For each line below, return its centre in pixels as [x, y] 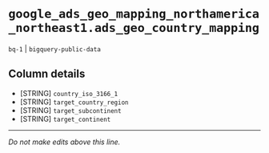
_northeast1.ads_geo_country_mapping [134, 28]
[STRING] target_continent [65, 119]
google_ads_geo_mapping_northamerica [134, 14]
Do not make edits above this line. [64, 142]
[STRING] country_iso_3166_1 [69, 93]
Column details [47, 74]
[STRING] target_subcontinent [70, 110]
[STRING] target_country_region [74, 102]
